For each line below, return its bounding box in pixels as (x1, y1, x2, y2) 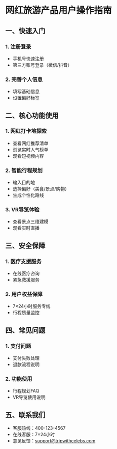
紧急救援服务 (12, 277, 40, 283)
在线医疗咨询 (12, 270, 40, 276)
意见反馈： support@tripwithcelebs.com (12, 438, 96, 444)
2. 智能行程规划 (5, 166, 43, 174)
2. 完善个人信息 (5, 76, 43, 83)
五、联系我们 (5, 410, 46, 419)
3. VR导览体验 (5, 206, 40, 213)
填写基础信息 (12, 89, 40, 95)
